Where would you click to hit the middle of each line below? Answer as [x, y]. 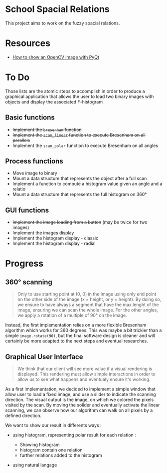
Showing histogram [40, 445]
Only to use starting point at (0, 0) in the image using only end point [87, 294]
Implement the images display [43, 233]
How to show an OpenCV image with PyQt [56, 57]
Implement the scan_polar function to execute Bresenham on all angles [85, 145]
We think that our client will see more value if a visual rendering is [85, 369]
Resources [28, 43]
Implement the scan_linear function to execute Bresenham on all [79, 135]
